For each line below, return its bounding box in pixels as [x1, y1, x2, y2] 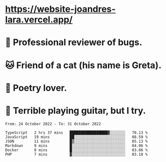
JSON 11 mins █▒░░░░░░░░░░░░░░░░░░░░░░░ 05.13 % [5, 139, 148, 144]
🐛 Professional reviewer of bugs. [5, 37, 143, 48]
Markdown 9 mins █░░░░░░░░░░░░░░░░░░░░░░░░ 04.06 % [5, 143, 148, 148]
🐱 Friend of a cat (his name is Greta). [5, 60, 162, 71]
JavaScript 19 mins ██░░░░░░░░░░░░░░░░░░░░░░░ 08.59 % [5, 134, 148, 140]
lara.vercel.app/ [5, 14, 73, 25]
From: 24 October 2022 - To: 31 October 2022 [5, 121, 101, 126]
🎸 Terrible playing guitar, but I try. [5, 105, 146, 116]
